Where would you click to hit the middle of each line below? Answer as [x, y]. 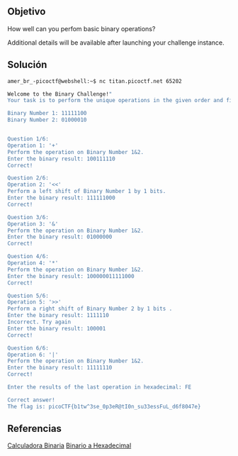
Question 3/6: [28, 217]
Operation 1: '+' [33, 145]
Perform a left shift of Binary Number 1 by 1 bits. [87, 191]
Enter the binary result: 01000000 [60, 237]
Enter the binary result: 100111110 [61, 159]
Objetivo [27, 12]
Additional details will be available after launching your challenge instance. [116, 43]
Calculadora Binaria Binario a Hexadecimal [69, 445]
